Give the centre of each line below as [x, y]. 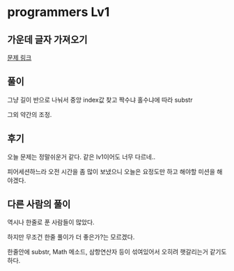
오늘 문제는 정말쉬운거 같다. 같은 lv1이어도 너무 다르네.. [81, 157]
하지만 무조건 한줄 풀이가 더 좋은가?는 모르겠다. [71, 237]
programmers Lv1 [58, 12]
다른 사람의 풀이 [39, 204]
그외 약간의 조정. [30, 114]
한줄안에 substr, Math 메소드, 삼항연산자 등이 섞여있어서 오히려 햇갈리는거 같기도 [117, 252]
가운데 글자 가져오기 [47, 39]
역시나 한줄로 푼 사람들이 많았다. [51, 222]
